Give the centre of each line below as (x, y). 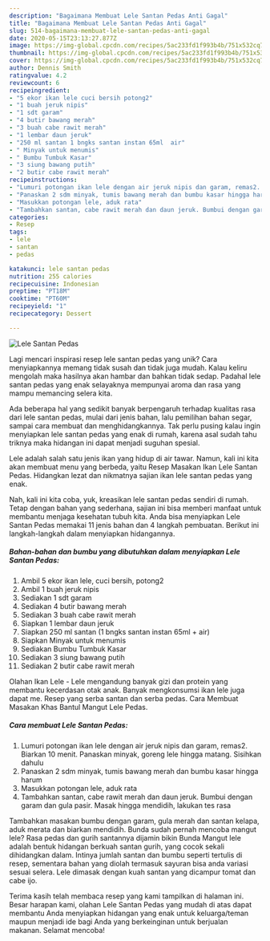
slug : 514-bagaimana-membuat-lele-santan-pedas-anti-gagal (110, 30)
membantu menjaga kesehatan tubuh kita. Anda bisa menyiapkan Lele (125, 516)
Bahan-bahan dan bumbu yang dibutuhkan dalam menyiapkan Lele (125, 552)
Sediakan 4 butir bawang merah (74, 606)
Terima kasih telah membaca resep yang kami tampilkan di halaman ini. (127, 896)
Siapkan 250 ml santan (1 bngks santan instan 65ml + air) (115, 631)
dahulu (32, 762)
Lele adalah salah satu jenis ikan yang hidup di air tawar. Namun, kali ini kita (134, 458)
